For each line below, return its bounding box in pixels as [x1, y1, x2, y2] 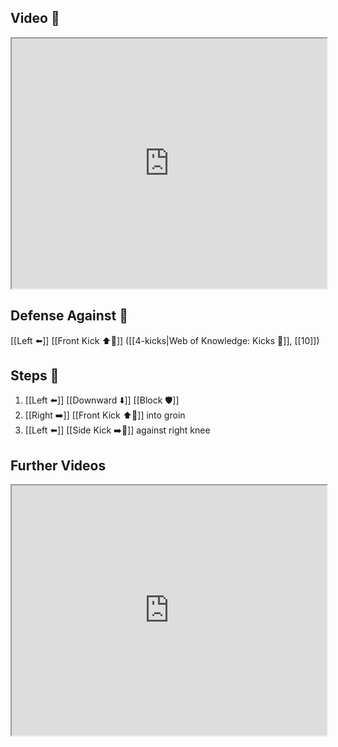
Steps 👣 [10, 367, 60, 385]
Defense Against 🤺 [10, 307, 129, 325]
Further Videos [10, 457, 107, 474]
